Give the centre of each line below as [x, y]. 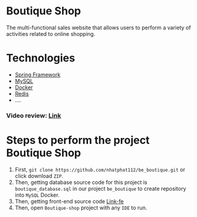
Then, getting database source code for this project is [81, 182]
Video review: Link [34, 115]
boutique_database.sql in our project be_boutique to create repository [100, 188]
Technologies [41, 58]
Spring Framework [38, 74]
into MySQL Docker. [37, 195]
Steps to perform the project [78, 140]
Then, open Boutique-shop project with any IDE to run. [81, 207]
